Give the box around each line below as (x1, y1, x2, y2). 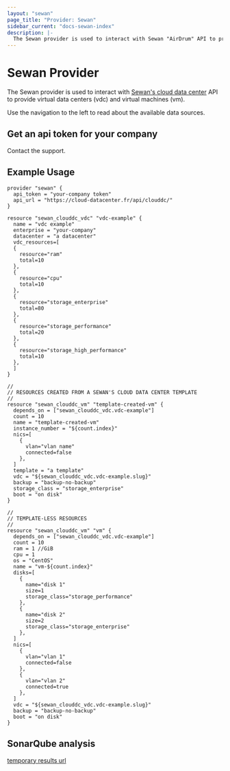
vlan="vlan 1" (25, 653, 66, 660)
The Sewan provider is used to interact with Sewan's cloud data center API (7, 88, 218, 96)
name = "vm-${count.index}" (13, 563, 94, 570)
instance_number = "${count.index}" (13, 425, 118, 432)
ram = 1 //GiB (13, 545, 53, 552)
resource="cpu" (19, 275, 63, 281)
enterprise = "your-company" (13, 227, 97, 233)
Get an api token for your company (7, 128, 158, 140)
